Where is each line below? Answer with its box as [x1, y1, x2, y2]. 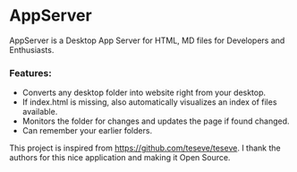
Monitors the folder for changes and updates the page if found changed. [21, 116, 290, 126]
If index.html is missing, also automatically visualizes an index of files [21, 97, 277, 107]
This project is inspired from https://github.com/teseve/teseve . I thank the [9, 142, 281, 153]
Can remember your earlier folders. [21, 125, 153, 136]
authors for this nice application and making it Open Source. [9, 152, 231, 163]
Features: [9, 66, 52, 79]
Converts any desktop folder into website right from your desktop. [21, 87, 267, 99]
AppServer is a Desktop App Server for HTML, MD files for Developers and [9, 35, 285, 46]
